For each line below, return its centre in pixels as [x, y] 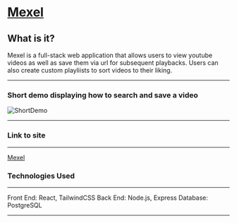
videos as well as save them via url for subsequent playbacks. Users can [113, 63]
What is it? [31, 38]
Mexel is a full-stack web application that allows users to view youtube [110, 55]
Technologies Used [41, 176]
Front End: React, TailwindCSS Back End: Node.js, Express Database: [108, 198]
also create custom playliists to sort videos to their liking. [90, 70]
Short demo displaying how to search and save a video [103, 95]
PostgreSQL [25, 205]
